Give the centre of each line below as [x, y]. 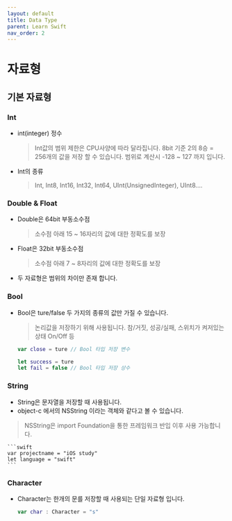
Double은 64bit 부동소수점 [53, 219]
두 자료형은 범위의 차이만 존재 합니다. [67, 278]
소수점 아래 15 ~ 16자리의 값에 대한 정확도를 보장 [100, 234]
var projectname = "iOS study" [52, 453]
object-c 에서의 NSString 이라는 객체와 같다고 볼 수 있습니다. [100, 411]
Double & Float [32, 203]
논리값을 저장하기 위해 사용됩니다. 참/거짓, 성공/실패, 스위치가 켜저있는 [129, 327]
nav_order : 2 [26, 33]
